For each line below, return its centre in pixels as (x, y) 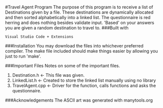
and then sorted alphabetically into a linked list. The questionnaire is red (78, 17)
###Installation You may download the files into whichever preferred (74, 46)
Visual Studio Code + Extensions (39, 37)
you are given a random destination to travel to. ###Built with (67, 28)
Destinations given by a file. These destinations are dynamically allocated (79, 12)
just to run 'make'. (23, 56)
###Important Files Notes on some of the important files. (63, 66)
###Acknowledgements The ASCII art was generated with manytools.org (79, 100)
